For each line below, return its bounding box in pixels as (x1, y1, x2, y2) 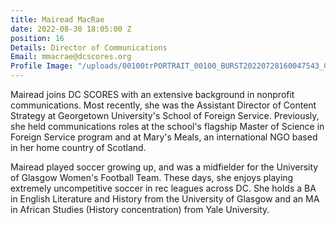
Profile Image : (10, 61, 74, 71)
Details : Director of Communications (10, 42, 168, 53)
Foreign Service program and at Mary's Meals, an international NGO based (10, 131, 318, 143)
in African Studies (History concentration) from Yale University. (10, 204, 270, 215)
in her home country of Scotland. (10, 142, 147, 153)
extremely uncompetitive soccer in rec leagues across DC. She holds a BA (10, 182, 317, 194)
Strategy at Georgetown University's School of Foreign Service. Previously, (10, 110, 320, 121)
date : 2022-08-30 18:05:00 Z (10, 24, 132, 34)
